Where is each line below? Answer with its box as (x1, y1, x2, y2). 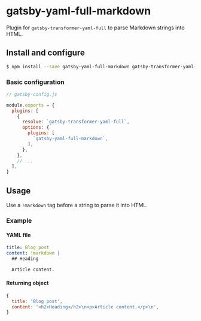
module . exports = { (6, 102, 55, 108)
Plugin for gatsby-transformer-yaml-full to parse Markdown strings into (6, 24, 185, 31)
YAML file (6, 231, 31, 238)
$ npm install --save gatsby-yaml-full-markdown (6, 63, 130, 69)
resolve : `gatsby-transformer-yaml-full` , (22, 119, 130, 125)
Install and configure (6, 48, 85, 58)
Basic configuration (6, 78, 65, 86)
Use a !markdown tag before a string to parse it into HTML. (6, 201, 148, 208)
